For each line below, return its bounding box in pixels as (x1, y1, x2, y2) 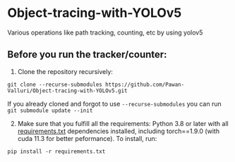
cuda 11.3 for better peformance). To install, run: (17, 134, 157, 142)
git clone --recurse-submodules (7, 81, 102, 88)
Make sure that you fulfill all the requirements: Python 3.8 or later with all (17, 119, 229, 127)
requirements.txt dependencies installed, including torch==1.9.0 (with (17, 127, 220, 135)
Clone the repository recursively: (17, 67, 113, 75)
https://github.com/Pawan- (104, 81, 185, 88)
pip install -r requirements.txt (7, 148, 106, 155)
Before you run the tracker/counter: (7, 49, 167, 61)
